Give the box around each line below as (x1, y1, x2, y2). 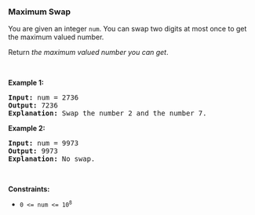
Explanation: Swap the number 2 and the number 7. (8, 109, 207, 118)
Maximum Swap (8, 6, 71, 17)
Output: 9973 (8, 147, 59, 155)
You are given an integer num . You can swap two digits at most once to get (8, 24, 247, 34)
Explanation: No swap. (8, 155, 96, 163)
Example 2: (8, 124, 46, 133)
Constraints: (8, 184, 50, 194)
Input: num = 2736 (8, 93, 79, 102)
